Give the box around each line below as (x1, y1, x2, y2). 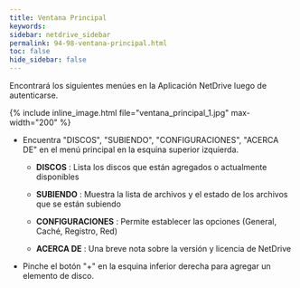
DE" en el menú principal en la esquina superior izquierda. (22, 144, 239, 155)
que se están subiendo (35, 198, 122, 209)
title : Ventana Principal (9, 13, 107, 23)
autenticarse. (9, 90, 59, 101)
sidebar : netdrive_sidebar (9, 30, 111, 39)
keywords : (9, 22, 47, 31)
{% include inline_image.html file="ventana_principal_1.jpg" (9, 108, 230, 118)
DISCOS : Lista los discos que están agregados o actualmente (35, 162, 267, 172)
